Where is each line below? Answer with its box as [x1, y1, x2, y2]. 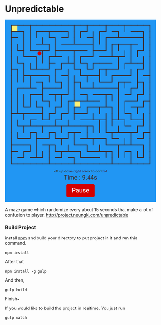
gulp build [5, 288, 27, 292]
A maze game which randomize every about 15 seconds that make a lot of [5, 206, 153, 212]
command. [5, 240, 27, 246]
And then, [5, 277, 25, 283]
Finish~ [5, 296, 20, 302]
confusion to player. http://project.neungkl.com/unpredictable [5, 212, 129, 218]
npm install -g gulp [5, 269, 47, 274]
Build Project [5, 224, 36, 231]
